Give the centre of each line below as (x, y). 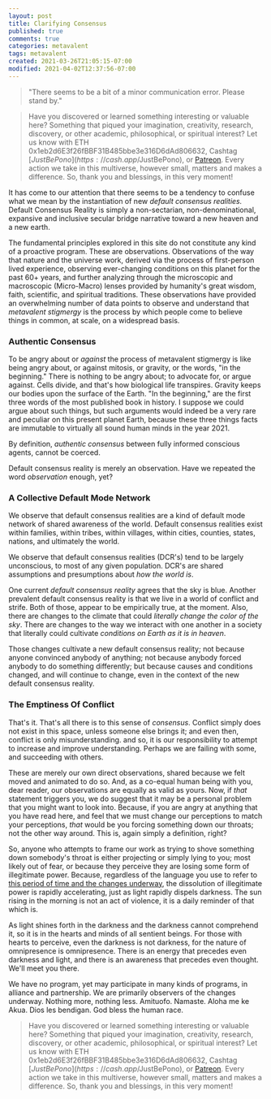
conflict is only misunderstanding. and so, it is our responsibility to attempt (133, 739)
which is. (24, 909)
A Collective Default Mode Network (80, 498)
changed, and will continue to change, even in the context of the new (124, 675)
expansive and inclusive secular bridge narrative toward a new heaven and (133, 218)
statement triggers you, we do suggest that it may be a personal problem (130, 798)
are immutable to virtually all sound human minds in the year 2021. (119, 428)
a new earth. (29, 227)
